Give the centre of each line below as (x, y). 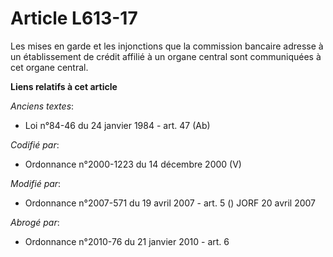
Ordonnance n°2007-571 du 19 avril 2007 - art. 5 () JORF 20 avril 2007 (170, 203)
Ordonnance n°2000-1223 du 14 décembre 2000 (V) (133, 164)
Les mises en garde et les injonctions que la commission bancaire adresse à (167, 46)
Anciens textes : (42, 106)
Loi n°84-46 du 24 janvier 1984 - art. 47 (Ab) (117, 125)
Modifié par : (36, 183)
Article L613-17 (74, 18)
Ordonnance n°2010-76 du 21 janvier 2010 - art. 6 (127, 241)
